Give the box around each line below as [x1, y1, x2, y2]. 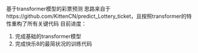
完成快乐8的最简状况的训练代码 [14, 40, 92, 47]
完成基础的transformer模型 [14, 33, 82, 40]
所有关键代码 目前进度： [26, 20, 87, 27]
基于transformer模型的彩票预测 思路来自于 [6, 5, 111, 12]
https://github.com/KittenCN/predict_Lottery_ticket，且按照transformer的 [6, 13, 187, 20]
